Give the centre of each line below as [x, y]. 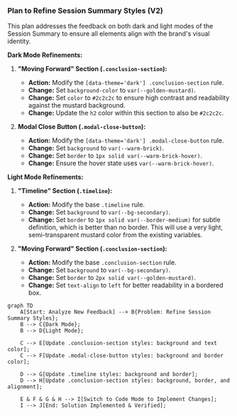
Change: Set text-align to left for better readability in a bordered [126, 285]
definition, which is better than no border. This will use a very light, [126, 227]
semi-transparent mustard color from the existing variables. [115, 235]
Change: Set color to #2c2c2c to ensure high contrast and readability [129, 98]
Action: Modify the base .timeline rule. [87, 204]
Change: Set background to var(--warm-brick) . [96, 148]
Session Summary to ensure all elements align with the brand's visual [109, 33]
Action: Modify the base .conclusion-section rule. [102, 263]
